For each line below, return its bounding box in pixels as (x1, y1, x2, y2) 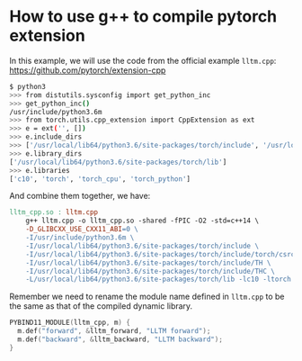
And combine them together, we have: (9, 191, 151, 202)
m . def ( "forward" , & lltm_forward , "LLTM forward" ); (17, 327, 211, 336)
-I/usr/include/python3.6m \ (25, 233, 135, 242)
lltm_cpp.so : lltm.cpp (9, 208, 99, 217)
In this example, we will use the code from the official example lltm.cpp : (9, 55, 277, 66)
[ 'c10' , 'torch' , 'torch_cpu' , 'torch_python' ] (9, 174, 191, 184)
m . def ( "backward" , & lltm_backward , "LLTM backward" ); (17, 335, 223, 344)
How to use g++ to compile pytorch (9, 6, 278, 27)
